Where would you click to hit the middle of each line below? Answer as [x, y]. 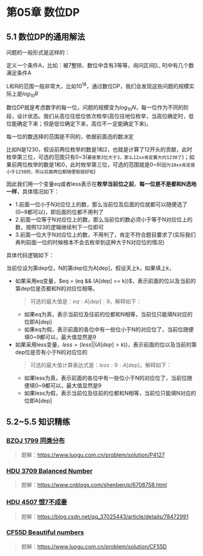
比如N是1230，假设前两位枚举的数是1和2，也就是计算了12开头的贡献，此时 [99, 150]
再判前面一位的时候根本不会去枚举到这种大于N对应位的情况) [90, 243]
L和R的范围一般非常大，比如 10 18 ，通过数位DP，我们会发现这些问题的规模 [98, 85]
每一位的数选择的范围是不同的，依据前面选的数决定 [70, 136]
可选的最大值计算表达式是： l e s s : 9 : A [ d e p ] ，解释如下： [101, 365]
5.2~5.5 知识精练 [38, 422]
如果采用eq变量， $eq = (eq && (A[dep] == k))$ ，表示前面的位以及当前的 [105, 281]
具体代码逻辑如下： [30, 255]
